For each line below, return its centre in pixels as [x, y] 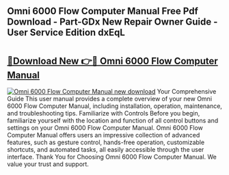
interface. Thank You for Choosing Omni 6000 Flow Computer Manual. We [112, 157]
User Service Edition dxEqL [66, 32]
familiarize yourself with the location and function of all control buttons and [113, 120]
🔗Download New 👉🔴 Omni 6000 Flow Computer [113, 61]
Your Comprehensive [187, 91]
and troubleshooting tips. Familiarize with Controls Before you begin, [104, 113]
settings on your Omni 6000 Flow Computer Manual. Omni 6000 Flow [105, 128]
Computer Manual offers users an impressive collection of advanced [104, 135]
